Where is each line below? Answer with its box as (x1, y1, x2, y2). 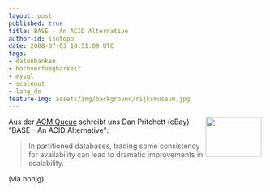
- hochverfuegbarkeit (8, 65, 82, 73)
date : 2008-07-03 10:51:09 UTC (8, 42, 114, 50)
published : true (8, 19, 63, 28)
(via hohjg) (8, 174, 45, 184)
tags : (8, 49, 27, 58)
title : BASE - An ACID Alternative (8, 27, 129, 35)
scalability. (28, 159, 65, 169)
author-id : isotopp (8, 34, 75, 43)
